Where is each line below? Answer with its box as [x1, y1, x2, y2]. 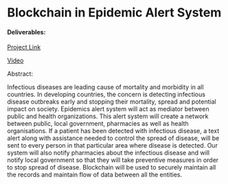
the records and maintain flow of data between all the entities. [7, 170, 183, 179]
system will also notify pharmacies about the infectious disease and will [7, 149, 210, 157]
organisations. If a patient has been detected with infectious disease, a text [7, 127, 220, 135]
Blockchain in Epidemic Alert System [7, 5, 222, 21]
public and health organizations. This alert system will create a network [7, 112, 209, 121]
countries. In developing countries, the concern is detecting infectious [7, 91, 206, 99]
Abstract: [7, 70, 33, 78]
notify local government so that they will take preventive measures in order [7, 156, 219, 164]
